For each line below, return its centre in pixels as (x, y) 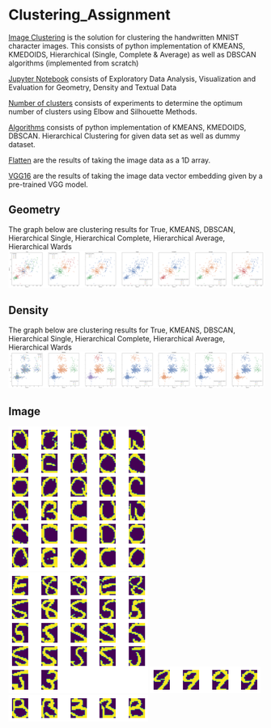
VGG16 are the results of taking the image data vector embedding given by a (135, 176)
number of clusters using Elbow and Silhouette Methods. (103, 112)
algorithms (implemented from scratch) (74, 63)
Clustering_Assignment (90, 15)
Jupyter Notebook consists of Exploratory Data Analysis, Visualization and (132, 78)
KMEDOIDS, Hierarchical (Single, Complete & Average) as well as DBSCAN (132, 54)
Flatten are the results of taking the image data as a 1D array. (110, 160)
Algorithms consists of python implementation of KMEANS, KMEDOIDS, (127, 127)
